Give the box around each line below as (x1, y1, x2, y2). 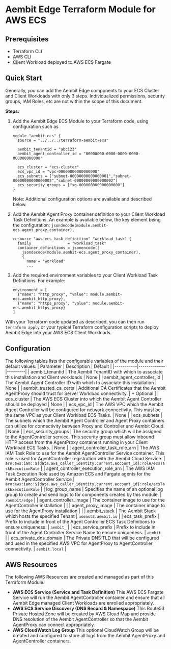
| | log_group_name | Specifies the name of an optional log (40, 486, 163, 492)
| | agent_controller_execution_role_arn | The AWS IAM (40, 465, 155, 471)
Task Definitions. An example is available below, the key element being (12, 216, 161, 222)
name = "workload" (26, 259, 66, 264)
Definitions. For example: (12, 277, 65, 284)
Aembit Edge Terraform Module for (5, 4, 156, 15)
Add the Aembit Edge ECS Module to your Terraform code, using (12, 118, 149, 124)
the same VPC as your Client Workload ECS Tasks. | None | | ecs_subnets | (5, 412, 162, 418)
